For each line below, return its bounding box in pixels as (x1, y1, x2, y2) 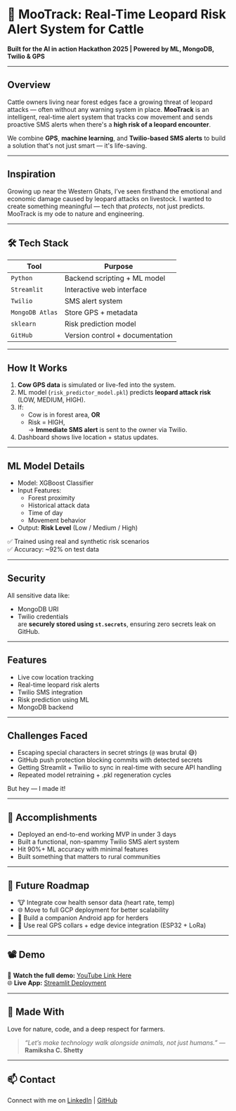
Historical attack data (27, 501, 90, 509)
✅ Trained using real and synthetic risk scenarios (7, 538, 150, 545)
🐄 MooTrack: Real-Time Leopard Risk (7, 6, 227, 23)
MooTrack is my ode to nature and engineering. (7, 209, 145, 217)
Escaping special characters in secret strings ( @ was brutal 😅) (17, 749, 197, 757)
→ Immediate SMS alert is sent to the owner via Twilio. (27, 426, 188, 434)
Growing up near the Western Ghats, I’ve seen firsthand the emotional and (7, 186, 223, 196)
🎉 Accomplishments (7, 811, 98, 823)
